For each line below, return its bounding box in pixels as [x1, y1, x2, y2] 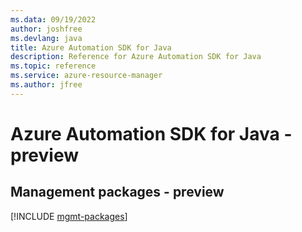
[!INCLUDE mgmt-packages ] [10, 210, 128, 222]
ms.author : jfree [10, 80, 83, 90]
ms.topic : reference [10, 61, 97, 71]
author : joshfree [10, 24, 83, 34]
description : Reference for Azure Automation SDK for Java [10, 52, 262, 62]
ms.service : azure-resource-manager [10, 71, 163, 81]
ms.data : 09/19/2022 [10, 14, 97, 25]
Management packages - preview [10, 184, 225, 201]
